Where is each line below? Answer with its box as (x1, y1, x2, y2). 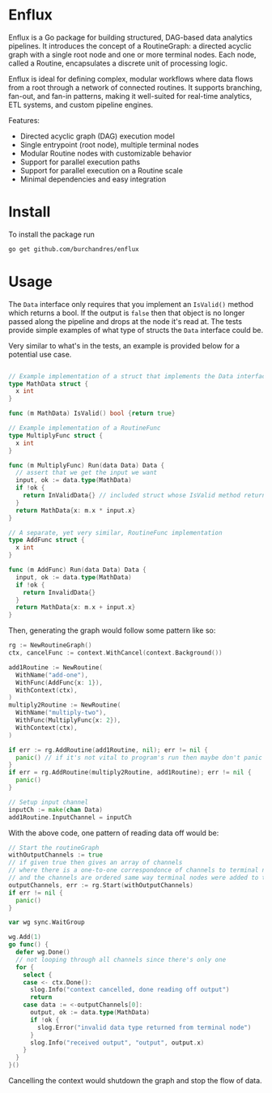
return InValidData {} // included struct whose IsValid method (23, 492, 241, 500)
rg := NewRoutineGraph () (8, 642, 92, 650)
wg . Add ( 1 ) (8, 933, 42, 941)
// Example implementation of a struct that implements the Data (8, 372, 233, 380)
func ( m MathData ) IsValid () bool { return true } (8, 409, 176, 418)
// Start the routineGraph (8, 843, 100, 852)
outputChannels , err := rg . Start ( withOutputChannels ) (8, 881, 194, 889)
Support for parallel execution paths (19, 156, 140, 167)
